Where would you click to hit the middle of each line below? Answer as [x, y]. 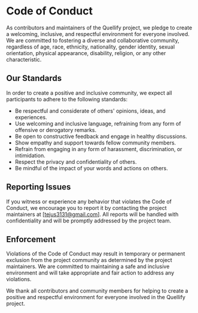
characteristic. [24, 59]
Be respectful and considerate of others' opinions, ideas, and [90, 111]
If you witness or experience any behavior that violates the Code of [89, 201]
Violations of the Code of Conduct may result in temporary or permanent [96, 254]
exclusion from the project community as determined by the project [89, 260]
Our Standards [34, 78]
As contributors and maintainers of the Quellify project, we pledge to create [99, 28]
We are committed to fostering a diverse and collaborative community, [93, 40]
